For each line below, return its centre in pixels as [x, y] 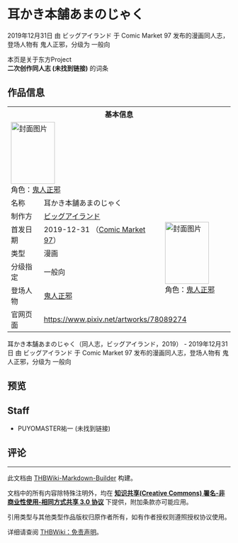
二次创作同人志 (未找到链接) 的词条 [58, 68]
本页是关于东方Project [40, 59]
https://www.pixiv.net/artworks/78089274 [115, 319]
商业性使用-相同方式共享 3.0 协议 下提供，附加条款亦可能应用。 [100, 502]
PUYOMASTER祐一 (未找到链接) [64, 428]
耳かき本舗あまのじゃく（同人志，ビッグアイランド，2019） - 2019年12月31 [118, 343]
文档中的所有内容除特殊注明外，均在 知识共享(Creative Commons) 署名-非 [116, 493]
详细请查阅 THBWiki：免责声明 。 [55, 532]
